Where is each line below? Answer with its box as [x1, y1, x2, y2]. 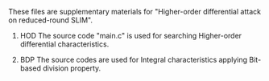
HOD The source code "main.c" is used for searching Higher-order [19, 31, 242, 40]
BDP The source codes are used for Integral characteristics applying [19, 55, 248, 64]
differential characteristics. [19, 39, 110, 49]
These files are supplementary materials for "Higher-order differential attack [8, 7, 262, 16]
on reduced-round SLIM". [8, 15, 93, 25]
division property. [43, 63, 101, 73]
